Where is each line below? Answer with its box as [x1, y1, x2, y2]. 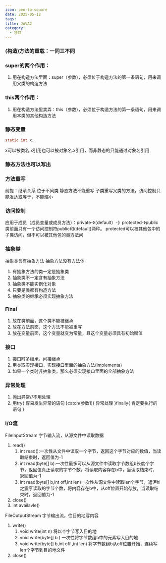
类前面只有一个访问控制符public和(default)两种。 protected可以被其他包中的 [5, 226, 161, 232]
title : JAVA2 [5, 21, 32, 26]
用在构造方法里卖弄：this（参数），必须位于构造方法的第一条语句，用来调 [12, 106, 161, 112]
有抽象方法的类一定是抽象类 [12, 268, 69, 274]
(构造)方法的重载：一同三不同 [5, 48, 75, 55]
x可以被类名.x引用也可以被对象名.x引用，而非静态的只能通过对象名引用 [5, 147, 150, 153]
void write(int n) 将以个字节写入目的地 [19, 528, 97, 534]
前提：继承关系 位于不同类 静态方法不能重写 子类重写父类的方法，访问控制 [5, 187, 157, 193]
